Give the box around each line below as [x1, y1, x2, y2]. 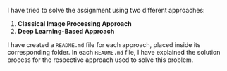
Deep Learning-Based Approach [17, 27, 115, 35]
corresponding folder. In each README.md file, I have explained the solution [7, 49, 221, 56]
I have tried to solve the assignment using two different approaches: [7, 6, 206, 14]
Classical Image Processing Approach [17, 20, 132, 27]
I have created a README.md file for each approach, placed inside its [7, 41, 201, 49]
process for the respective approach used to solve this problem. [7, 56, 194, 64]
